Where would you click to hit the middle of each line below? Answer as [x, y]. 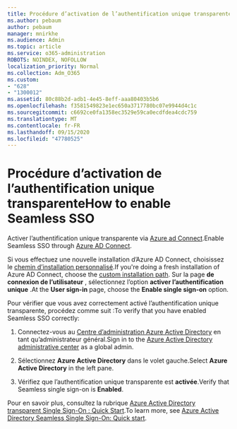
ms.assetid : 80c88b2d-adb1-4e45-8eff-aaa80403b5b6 [83, 100]
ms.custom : [23, 80]
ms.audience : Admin [36, 40]
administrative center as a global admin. [75, 347]
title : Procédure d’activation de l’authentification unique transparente [120, 14]
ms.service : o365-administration [56, 54]
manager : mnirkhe [33, 34]
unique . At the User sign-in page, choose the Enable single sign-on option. [118, 290]
